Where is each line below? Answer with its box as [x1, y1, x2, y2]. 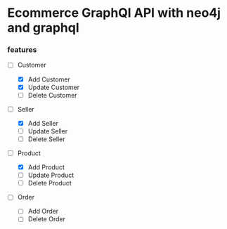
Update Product [27, 171, 74, 180]
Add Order [27, 207, 59, 216]
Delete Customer [27, 91, 77, 99]
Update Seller [27, 126, 68, 135]
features [7, 45, 37, 55]
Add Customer [27, 75, 70, 84]
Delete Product [27, 179, 72, 188]
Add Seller [27, 119, 58, 127]
